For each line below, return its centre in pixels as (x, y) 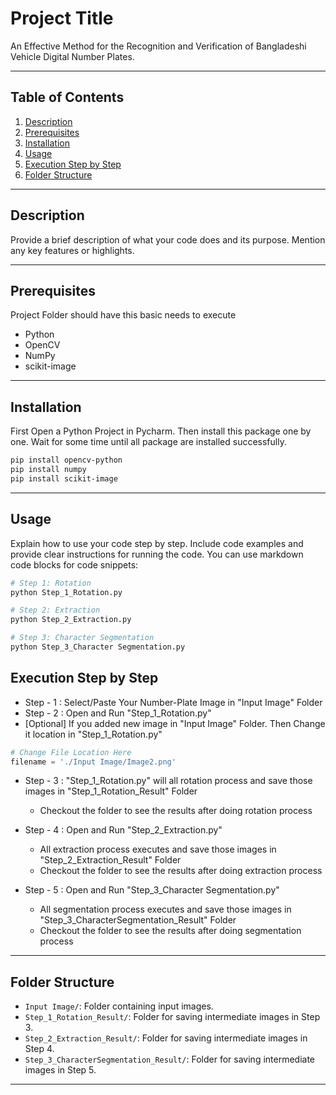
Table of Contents (67, 97)
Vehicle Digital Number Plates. (72, 56)
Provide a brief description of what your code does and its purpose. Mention (168, 239)
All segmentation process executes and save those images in (165, 909)
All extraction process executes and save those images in (158, 849)
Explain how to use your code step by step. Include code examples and (157, 543)
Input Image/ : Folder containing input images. (119, 1006)
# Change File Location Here (71, 752)
